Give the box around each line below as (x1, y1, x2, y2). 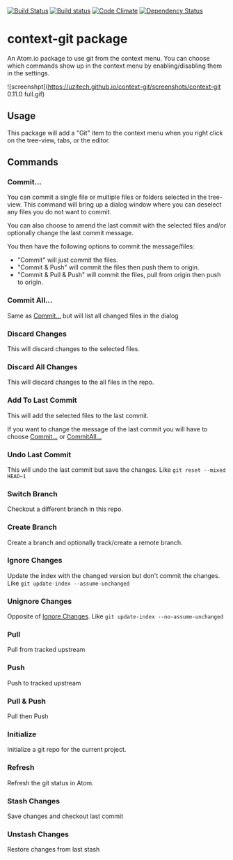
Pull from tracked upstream (7, 646, 86, 654)
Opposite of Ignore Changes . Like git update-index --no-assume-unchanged (7, 612, 224, 621)
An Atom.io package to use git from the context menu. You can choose (7, 54, 210, 62)
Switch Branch (7, 489, 58, 498)
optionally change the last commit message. (7, 229, 134, 237)
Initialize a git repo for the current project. (7, 746, 127, 754)
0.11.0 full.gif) (7, 89, 45, 98)
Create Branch (7, 522, 57, 532)
